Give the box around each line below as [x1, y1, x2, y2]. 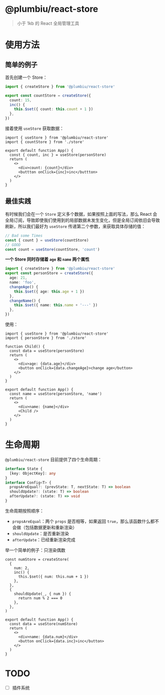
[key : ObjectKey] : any [9, 471, 56, 476]
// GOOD [5, 242, 21, 247]
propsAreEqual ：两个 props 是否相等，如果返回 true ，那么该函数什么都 [12, 518, 155, 524]
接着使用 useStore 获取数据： [5, 125, 64, 131]
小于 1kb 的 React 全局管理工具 [17, 20, 80, 26]
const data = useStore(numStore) [9, 621, 78, 626]
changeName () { [9, 298, 41, 303]
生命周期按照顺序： [5, 508, 44, 514]
